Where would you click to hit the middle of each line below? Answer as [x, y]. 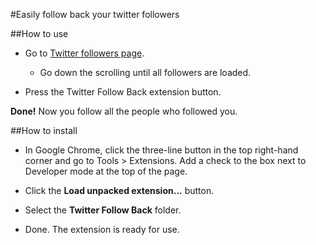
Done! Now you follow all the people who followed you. [124, 111]
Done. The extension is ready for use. [102, 229]
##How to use [39, 33]
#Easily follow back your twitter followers [95, 14]
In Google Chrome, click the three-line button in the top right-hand [161, 150]
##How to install [44, 130]
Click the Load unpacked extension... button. [119, 190]
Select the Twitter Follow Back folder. [103, 210]
